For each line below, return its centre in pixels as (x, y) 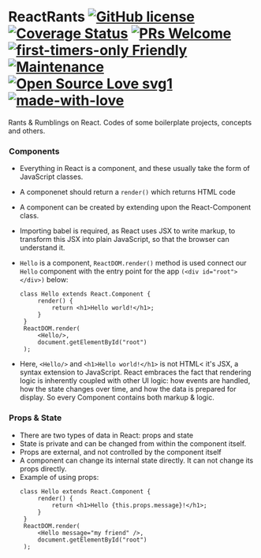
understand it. (42, 247)
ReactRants (47, 17)
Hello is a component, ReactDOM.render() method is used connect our (133, 263)
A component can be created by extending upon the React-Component (135, 207)
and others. (27, 131)
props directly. (43, 468)
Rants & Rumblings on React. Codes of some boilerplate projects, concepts (130, 122)
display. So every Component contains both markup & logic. (117, 397)
